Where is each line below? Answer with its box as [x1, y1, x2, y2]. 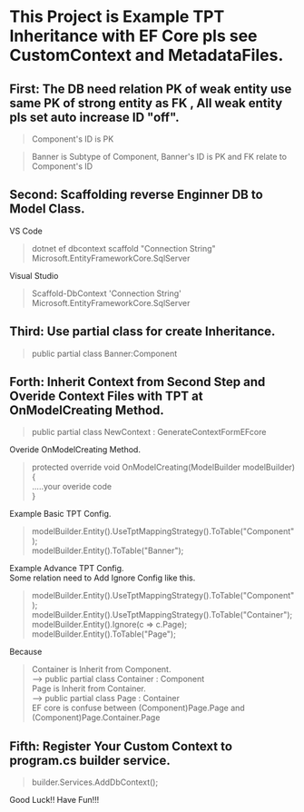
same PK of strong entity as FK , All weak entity [9, 95, 283, 111]
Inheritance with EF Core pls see [9, 25, 258, 46]
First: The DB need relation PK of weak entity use [9, 81, 292, 96]
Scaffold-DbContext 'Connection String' [31, 288, 181, 299]
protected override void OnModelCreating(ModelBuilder [31, 461, 241, 473]
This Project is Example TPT [9, 6, 225, 27]
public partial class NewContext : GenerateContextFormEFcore [31, 427, 267, 438]
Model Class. [9, 202, 85, 217]
